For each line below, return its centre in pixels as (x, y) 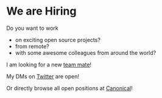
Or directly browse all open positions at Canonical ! (69, 88)
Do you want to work (33, 28)
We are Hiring (41, 11)
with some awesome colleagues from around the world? (86, 52)
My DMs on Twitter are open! (43, 76)
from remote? (32, 46)
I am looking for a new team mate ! (49, 65)
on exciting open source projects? (58, 40)
